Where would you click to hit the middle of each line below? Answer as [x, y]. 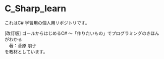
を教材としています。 [26, 52]
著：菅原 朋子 [23, 45]
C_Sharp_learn [35, 9]
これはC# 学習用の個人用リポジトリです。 [47, 23]
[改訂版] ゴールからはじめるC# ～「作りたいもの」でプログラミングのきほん [82, 33]
